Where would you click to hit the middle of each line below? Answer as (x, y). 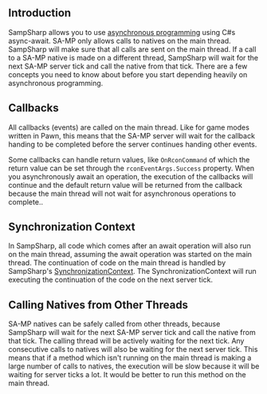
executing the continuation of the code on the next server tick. (111, 280)
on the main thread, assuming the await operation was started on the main (130, 255)
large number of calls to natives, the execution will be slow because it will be (134, 366)
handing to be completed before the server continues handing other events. (133, 144)
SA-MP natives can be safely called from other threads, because (114, 324)
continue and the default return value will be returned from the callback (126, 185)
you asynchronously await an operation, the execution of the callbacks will (131, 176)
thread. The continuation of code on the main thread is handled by (117, 263)
